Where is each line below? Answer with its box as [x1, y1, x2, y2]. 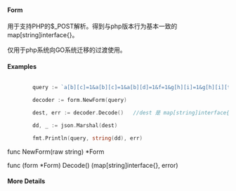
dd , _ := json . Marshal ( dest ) [32, 122, 118, 129]
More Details [7, 177, 46, 185]
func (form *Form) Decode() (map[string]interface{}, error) [7, 161, 178, 169]
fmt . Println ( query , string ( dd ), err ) [32, 134, 143, 142]
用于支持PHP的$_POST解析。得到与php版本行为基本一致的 [7, 22, 178, 31]
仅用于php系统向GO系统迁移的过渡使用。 [7, 46, 126, 54]
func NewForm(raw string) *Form [7, 147, 105, 156]
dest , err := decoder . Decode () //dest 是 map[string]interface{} [32, 110, 233, 117]
